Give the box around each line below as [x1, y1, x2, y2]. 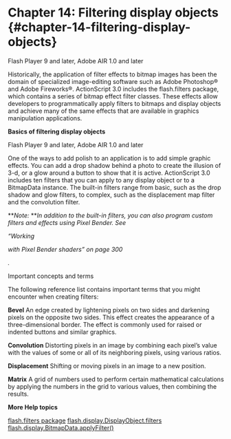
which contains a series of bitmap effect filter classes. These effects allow [8, 92, 219, 100]
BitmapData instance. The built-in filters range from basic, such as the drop [8, 183, 222, 191]
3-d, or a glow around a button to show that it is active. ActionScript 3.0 [8, 169, 210, 177]
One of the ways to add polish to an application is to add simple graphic [8, 153, 211, 162]
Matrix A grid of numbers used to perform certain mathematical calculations [8, 375, 224, 383]
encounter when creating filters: [8, 292, 99, 301]
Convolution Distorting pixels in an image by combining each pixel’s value [8, 341, 217, 349]
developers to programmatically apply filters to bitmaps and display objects [8, 99, 221, 107]
